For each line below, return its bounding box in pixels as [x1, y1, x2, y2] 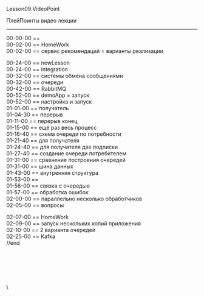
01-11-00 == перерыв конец [6, 118, 78, 124]
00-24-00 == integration [6, 66, 69, 72]
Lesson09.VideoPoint [6, 5, 60, 12]
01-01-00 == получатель [6, 105, 69, 111]
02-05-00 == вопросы [6, 202, 64, 209]
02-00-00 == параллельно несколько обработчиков [6, 195, 143, 202]
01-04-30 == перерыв [6, 111, 63, 118]
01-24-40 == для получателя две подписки [6, 143, 118, 150]
